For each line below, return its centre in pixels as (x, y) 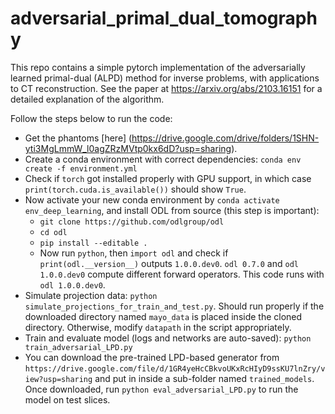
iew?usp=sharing (58, 379)
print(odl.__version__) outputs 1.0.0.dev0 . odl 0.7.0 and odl (169, 263)
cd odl (53, 232)
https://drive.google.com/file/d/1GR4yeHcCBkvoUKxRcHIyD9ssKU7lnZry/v (175, 368)
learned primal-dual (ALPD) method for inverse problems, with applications (165, 78)
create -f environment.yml (81, 168)
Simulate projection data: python (91, 295)
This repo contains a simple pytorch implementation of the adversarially (158, 67)
